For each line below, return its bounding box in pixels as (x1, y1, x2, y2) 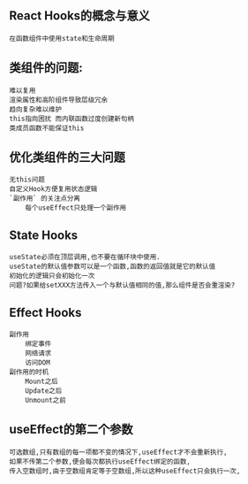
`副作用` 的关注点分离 (9, 194, 81, 204)
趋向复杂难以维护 (9, 104, 63, 113)
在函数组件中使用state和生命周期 (9, 34, 115, 42)
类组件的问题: (9, 60, 84, 75)
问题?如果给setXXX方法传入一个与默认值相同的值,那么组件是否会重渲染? (9, 281, 236, 290)
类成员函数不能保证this (9, 123, 85, 133)
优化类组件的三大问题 (9, 150, 125, 165)
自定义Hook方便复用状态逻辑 (9, 185, 98, 194)
